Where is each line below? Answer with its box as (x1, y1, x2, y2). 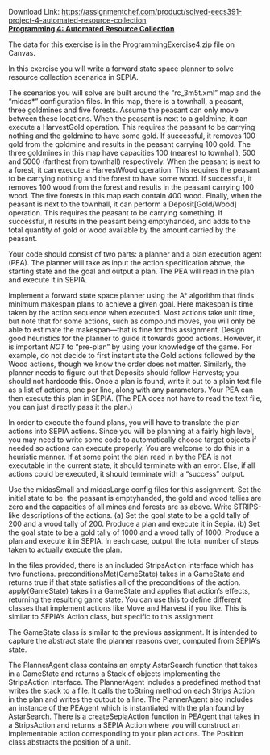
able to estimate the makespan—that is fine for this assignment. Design (8, 325, 245, 334)
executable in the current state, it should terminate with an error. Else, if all (8, 461, 255, 470)
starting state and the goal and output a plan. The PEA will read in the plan (8, 266, 255, 276)
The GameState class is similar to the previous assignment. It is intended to (8, 628, 258, 636)
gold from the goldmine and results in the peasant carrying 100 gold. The (8, 140, 251, 148)
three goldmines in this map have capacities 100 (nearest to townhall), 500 (8, 148, 256, 157)
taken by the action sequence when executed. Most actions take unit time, (8, 308, 255, 317)
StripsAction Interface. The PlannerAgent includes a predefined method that (8, 678, 261, 686)
